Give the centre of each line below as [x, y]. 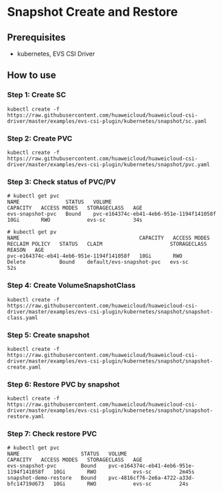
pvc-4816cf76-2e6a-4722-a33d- [152, 478]
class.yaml [23, 318]
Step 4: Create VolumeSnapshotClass [71, 286]
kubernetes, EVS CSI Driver [56, 54]
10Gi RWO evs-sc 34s [75, 220]
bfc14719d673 [26, 484]
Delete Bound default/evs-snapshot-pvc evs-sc [98, 262]
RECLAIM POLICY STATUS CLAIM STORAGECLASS [107, 244]
